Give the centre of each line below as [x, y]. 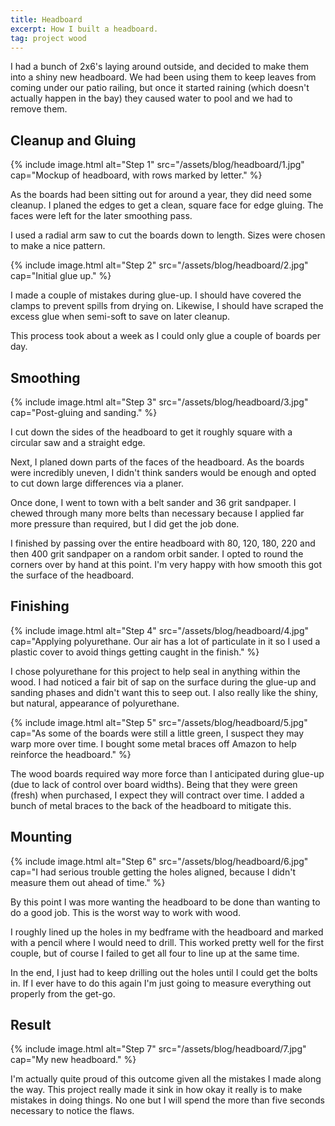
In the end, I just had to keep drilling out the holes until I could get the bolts [164, 972]
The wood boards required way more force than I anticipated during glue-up [167, 773]
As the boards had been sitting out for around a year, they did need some [161, 195]
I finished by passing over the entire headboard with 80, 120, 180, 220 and [163, 543]
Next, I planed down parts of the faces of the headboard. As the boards [157, 462]
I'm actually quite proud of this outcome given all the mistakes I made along [166, 1079]
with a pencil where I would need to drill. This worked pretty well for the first [167, 942]
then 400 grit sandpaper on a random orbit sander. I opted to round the [157, 554]
